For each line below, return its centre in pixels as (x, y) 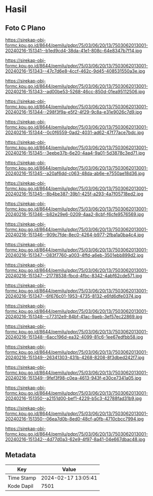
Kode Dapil (21, 486)
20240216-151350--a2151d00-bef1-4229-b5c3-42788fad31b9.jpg (73, 398)
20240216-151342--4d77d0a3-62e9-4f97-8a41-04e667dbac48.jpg (75, 439)
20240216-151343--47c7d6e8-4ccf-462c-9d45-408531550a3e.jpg (75, 71)
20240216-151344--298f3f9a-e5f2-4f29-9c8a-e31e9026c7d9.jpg (73, 112)
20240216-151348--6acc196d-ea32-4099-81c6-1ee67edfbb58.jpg (74, 337)
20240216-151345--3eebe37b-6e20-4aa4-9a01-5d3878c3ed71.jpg (75, 153)
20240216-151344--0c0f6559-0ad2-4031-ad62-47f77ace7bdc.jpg (74, 132)
